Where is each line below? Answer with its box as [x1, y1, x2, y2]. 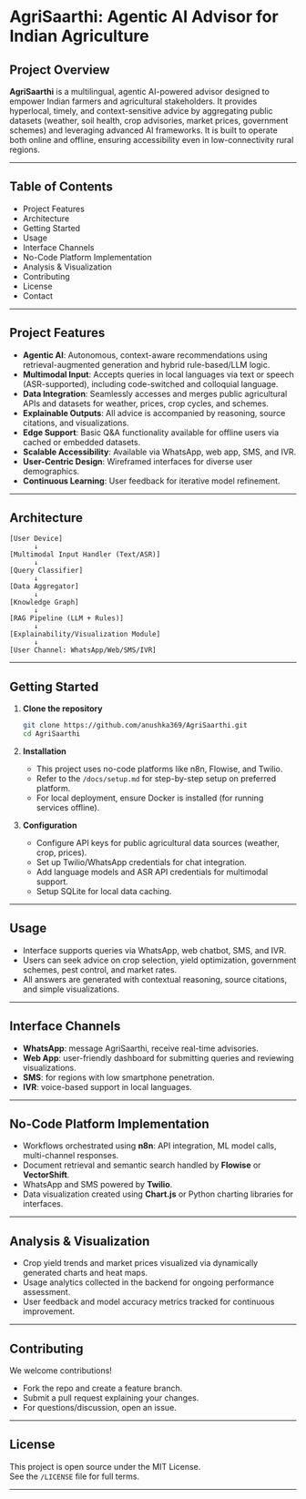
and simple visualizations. [22, 984, 120, 994]
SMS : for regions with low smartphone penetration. [22, 1072, 216, 1083]
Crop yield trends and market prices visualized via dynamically [22, 1258, 259, 1269]
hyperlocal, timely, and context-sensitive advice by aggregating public [9, 106, 273, 116]
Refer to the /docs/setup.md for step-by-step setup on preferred [36, 773, 277, 784]
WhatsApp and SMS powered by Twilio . [22, 1179, 173, 1190]
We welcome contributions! [9, 1365, 112, 1376]
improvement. [22, 1306, 76, 1317]
